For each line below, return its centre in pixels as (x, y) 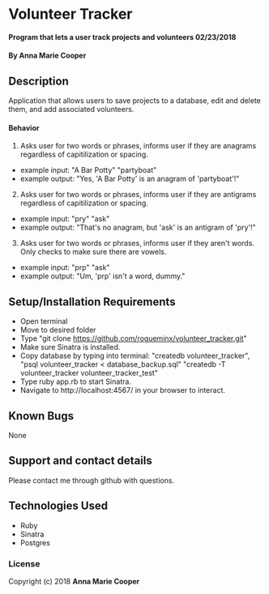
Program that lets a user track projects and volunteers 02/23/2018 (122, 37)
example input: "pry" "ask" (65, 219)
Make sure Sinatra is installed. (70, 347)
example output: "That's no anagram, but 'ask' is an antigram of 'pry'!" (138, 227)
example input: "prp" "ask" (65, 268)
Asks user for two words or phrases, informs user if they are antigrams (138, 195)
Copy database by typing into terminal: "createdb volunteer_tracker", (135, 356)
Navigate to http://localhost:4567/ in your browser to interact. (122, 390)
